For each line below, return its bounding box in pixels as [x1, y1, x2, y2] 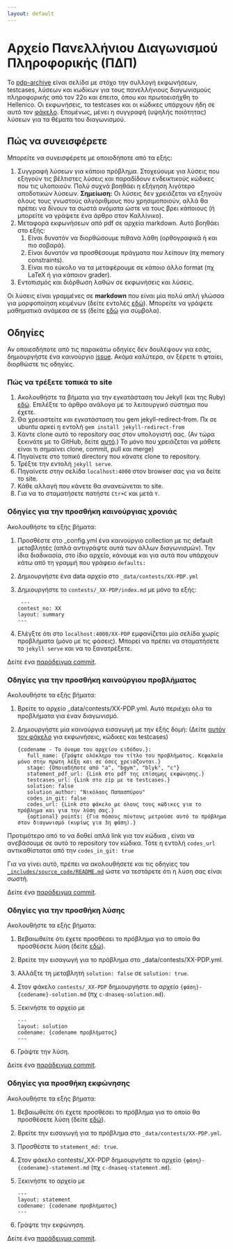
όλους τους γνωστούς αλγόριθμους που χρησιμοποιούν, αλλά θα [17, 196, 209, 205]
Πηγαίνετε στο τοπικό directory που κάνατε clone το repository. [17, 452, 201, 460]
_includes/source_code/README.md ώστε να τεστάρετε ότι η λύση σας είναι [7, 867, 223, 876]
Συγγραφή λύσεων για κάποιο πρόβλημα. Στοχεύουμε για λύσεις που [17, 167, 220, 176]
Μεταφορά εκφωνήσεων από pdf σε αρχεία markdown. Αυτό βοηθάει [17, 219, 220, 227]
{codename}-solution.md [17, 991, 87, 998]
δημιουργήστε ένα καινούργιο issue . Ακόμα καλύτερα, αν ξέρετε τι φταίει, [7, 352, 224, 361]
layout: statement [17, 1196, 71, 1203]
